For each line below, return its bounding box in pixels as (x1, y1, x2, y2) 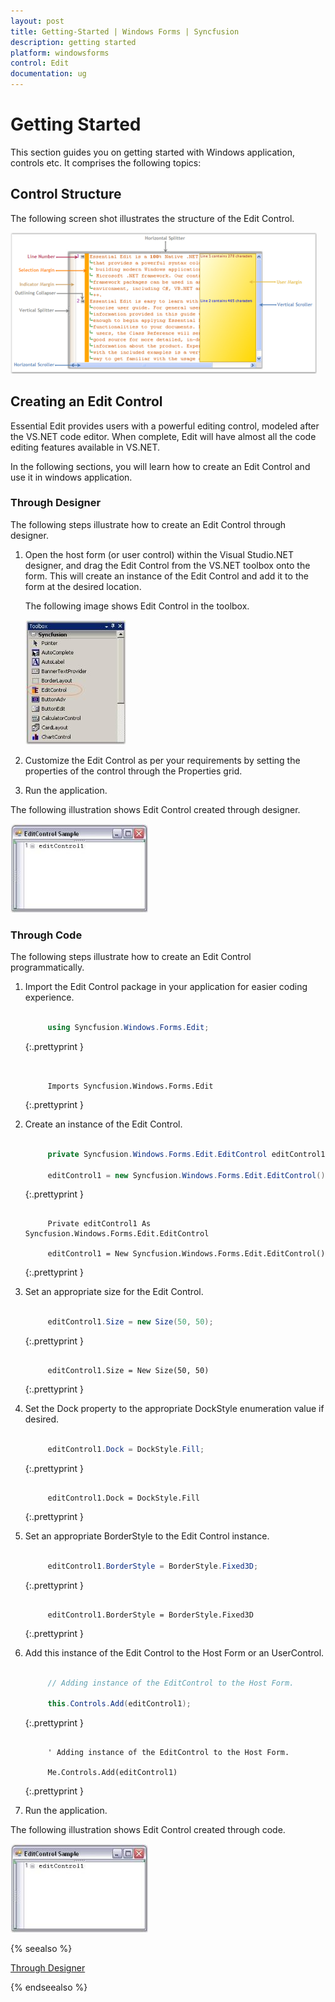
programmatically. (10, 961, 85, 974)
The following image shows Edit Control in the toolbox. (24, 600, 250, 612)
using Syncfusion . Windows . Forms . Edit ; (47, 1023, 210, 1033)
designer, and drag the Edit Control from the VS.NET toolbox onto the (24, 559, 311, 571)
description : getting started (10, 37, 137, 47)
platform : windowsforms (10, 48, 110, 58)
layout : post (10, 16, 65, 26)
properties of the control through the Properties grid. (24, 765, 243, 777)
